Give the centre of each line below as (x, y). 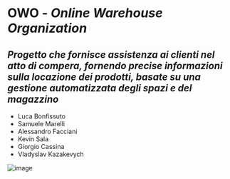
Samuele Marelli (41, 124)
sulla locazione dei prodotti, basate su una (104, 77)
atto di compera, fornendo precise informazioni (115, 66)
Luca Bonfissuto (42, 116)
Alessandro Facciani (47, 131)
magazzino (33, 99)
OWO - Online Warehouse (85, 13)
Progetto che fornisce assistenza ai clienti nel (111, 55)
